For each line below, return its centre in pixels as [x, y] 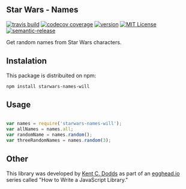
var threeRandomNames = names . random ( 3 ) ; [59, 141]
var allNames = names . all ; [40, 129]
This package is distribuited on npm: [51, 75]
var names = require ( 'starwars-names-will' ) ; [64, 124]
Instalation [26, 61]
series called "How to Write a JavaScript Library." [67, 179]
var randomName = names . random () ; [49, 135]
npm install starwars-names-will [48, 86]
